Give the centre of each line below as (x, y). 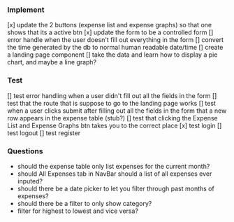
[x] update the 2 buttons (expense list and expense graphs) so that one (109, 25)
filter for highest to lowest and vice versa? (78, 211)
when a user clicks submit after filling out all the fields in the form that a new (117, 111)
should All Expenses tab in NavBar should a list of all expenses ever (115, 174)
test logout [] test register (44, 133)
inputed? (30, 181)
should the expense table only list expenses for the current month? (114, 166)
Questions (25, 151)
